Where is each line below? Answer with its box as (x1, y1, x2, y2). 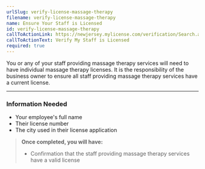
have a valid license (30, 156, 81, 164)
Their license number (15, 120, 69, 128)
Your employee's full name (15, 114, 82, 121)
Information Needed (6, 100, 68, 108)
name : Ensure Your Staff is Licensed (6, 20, 103, 26)
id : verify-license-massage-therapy (6, 26, 99, 32)
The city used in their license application (15, 126, 117, 134)
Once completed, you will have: (21, 138, 103, 146)
